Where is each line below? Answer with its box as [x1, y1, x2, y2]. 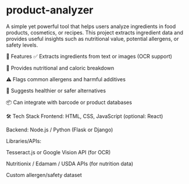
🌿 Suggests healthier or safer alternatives [6, 87, 106, 94]
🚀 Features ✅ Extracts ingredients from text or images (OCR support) [6, 53, 173, 60]
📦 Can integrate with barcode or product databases [6, 99, 132, 106]
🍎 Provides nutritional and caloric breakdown [6, 64, 115, 71]
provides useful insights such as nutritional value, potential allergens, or [6, 35, 179, 42]
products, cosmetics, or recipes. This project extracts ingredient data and [6, 29, 183, 36]
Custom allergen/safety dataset [6, 171, 82, 178]
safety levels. [6, 41, 38, 48]
